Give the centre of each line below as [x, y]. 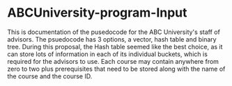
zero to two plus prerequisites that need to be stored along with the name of [116, 69]
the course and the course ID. [50, 76]
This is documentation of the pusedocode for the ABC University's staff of [114, 32]
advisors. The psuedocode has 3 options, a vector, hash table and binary [112, 39]
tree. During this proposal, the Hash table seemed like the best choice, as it [115, 46]
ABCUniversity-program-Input [97, 13]
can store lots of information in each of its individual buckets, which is [107, 54]
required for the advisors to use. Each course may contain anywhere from [113, 61]
